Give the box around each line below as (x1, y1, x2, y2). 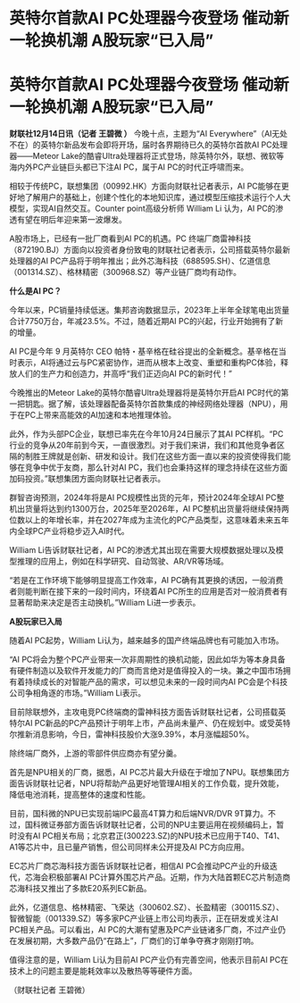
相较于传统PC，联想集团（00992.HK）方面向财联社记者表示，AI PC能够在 (9, 180, 282, 192)
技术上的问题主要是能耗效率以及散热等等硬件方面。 (9, 965, 197, 976)
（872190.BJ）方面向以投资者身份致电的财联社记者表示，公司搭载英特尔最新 (9, 245, 291, 255)
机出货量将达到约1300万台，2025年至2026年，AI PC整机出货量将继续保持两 (9, 504, 290, 514)
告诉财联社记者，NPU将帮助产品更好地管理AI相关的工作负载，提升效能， (16, 778, 284, 789)
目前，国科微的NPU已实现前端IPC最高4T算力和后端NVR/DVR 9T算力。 (9, 808, 269, 819)
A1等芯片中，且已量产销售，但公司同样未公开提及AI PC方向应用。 (9, 841, 250, 853)
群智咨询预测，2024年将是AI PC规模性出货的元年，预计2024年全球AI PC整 (9, 492, 285, 503)
